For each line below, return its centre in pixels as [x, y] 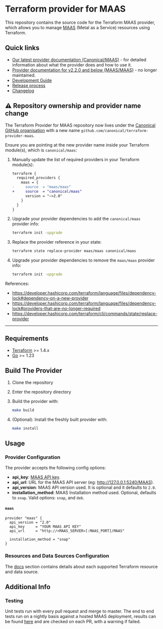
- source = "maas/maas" [41, 187]
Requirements [27, 339]
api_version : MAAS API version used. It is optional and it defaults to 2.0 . [84, 488]
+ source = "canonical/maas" [47, 192]
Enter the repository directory [41, 392]
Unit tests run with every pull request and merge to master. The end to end [80, 611]
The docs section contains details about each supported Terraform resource [81, 566]
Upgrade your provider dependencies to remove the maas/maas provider [83, 260]
